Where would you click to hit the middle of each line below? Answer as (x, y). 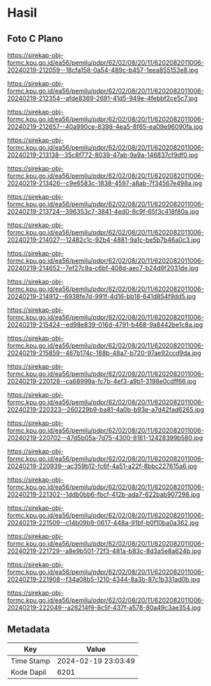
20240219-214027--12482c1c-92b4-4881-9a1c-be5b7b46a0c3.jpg (104, 240)
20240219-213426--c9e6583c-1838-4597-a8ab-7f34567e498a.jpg (105, 183)
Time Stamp (31, 661)
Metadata (29, 629)
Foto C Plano (35, 39)
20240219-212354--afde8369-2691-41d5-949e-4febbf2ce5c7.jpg (102, 98)
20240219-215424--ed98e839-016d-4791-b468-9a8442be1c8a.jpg (105, 325)
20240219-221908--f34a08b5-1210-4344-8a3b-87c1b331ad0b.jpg (104, 579)
